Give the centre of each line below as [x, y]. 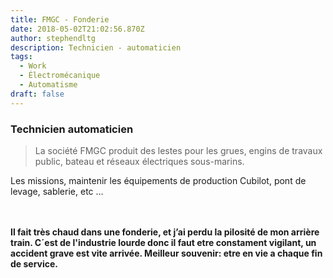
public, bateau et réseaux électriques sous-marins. [139, 161]
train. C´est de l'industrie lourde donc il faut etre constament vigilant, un [163, 242]
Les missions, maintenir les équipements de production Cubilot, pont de [158, 180]
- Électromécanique [60, 76]
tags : [21, 57]
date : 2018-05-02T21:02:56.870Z [77, 29]
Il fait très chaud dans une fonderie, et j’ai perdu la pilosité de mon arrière [165, 232]
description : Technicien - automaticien [96, 47]
